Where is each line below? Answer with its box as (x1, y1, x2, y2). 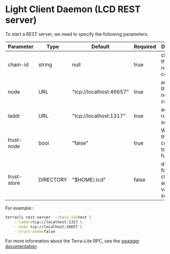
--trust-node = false (14, 229, 56, 234)
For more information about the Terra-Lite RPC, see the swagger (5, 238, 140, 244)
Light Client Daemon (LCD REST (5, 4, 141, 15)
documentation (5, 243, 37, 249)
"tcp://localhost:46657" (72, 88, 129, 95)
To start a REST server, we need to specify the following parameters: (5, 31, 149, 37)
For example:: (5, 205, 34, 211)
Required (134, 43, 156, 50)
